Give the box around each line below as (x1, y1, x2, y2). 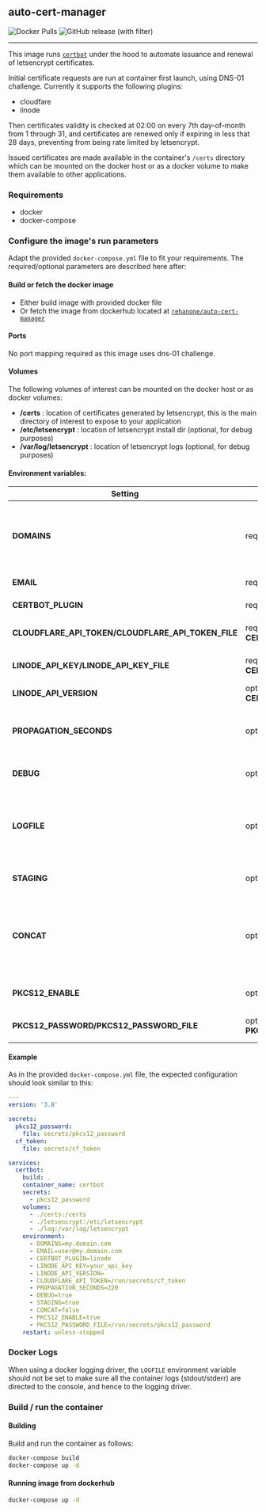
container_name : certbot (22, 1181, 104, 1189)
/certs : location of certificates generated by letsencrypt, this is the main (19, 408, 257, 418)
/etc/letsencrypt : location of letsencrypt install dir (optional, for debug (19, 425, 253, 435)
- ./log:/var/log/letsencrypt (28, 1225, 129, 1233)
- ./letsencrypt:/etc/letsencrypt (28, 1218, 144, 1225)
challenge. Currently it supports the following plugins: (8, 82, 184, 91)
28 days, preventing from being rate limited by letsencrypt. (8, 137, 200, 146)
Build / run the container (8, 1401, 104, 1412)
